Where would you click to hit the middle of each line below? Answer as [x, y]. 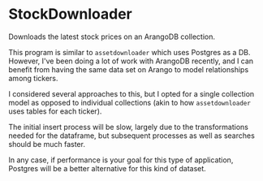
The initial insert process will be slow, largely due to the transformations [129, 127]
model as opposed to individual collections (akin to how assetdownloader [130, 102]
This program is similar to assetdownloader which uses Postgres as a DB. [129, 52]
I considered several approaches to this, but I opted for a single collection [131, 93]
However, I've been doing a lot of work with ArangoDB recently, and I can [131, 61]
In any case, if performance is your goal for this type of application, [121, 160]
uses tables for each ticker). [55, 111]
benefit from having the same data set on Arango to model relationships [129, 69]
